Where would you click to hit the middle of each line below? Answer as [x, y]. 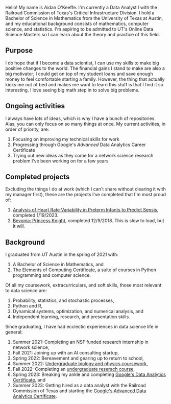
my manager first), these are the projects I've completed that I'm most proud [86, 195]
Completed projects [38, 177]
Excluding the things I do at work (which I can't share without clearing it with [86, 189]
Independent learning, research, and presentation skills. [71, 317]
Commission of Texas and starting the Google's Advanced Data [79, 391]
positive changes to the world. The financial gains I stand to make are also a [85, 68]
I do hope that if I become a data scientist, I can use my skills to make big [82, 63]
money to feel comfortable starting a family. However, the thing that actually [85, 79]
